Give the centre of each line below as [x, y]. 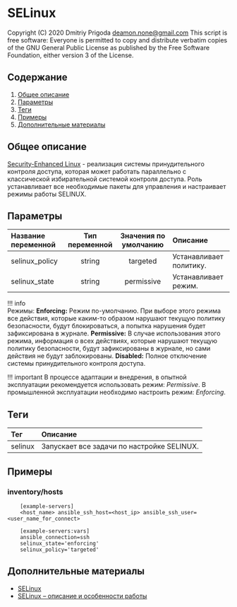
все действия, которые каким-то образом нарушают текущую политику [116, 318]
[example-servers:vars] [55, 531]
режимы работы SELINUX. [47, 194]
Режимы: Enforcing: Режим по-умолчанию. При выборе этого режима [114, 311]
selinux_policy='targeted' [60, 550]
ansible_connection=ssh [55, 537]
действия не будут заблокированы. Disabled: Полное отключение [107, 356]
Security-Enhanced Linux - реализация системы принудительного [106, 163]
